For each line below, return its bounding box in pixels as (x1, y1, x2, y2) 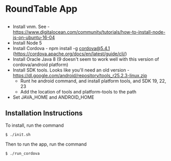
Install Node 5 (12, 39, 42, 46)
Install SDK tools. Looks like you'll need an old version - (12, 67, 130, 73)
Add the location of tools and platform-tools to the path (20, 88, 137, 95)
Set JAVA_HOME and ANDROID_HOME (12, 94, 94, 100)
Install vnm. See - (12, 24, 50, 30)
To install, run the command (5, 122, 64, 128)
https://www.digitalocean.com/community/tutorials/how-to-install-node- (12, 29, 166, 35)
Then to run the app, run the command (5, 141, 87, 147)
